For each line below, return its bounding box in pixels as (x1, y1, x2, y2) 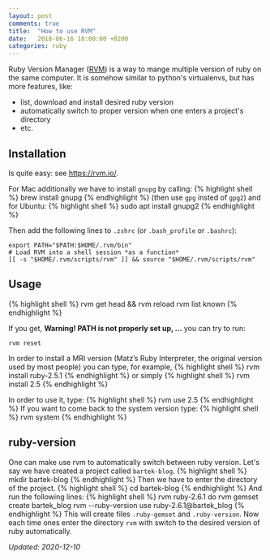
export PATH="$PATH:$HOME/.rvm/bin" (8, 241, 132, 249)
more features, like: (8, 82, 73, 92)
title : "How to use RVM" (8, 27, 96, 35)
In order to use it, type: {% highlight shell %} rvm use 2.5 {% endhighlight (8, 394, 254, 404)
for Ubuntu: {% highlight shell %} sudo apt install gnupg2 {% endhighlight (8, 200, 255, 211)
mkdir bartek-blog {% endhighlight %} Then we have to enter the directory (8, 474, 258, 484)
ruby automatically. (8, 526, 72, 536)
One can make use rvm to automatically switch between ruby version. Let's (8, 457, 260, 467)
